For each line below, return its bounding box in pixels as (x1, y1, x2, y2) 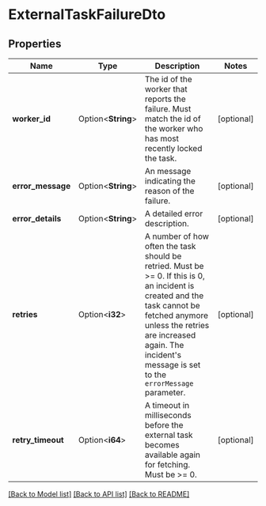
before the (145, 420, 184, 430)
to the (145, 369, 167, 380)
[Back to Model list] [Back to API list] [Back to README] (8, 489, 190, 499)
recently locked (145, 143, 203, 153)
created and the (145, 290, 204, 301)
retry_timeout (12, 435, 65, 445)
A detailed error (145, 208, 203, 219)
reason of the (145, 186, 195, 196)
